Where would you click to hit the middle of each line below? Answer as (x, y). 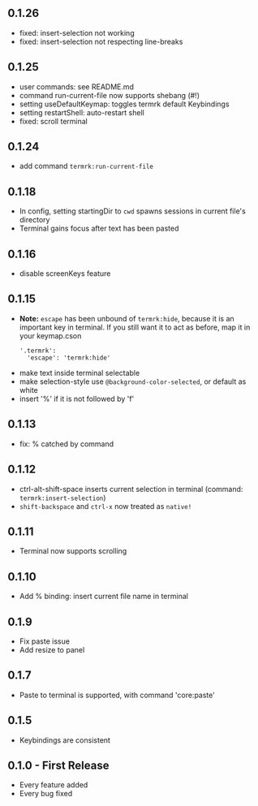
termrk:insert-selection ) (62, 498)
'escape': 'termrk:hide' (69, 358)
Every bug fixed (46, 794)
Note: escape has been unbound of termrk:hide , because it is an (127, 318)
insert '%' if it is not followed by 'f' (77, 399)
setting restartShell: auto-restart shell (82, 112)
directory (34, 220)
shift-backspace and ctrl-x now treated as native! (105, 506)
